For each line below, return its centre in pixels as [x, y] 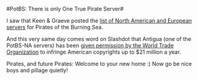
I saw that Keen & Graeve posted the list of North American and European [99, 20]
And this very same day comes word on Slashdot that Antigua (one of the [99, 39]
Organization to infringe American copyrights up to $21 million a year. [94, 52]
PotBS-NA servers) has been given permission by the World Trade [90, 45]
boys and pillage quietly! [37, 70]
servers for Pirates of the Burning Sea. [55, 27]
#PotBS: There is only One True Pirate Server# [65, 9]
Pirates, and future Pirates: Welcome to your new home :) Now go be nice [99, 64]
